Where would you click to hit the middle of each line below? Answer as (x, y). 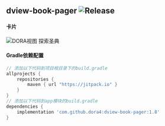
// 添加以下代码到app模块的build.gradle (52, 101)
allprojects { (24, 74)
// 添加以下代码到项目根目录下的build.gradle (57, 68)
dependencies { (25, 107)
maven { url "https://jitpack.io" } (72, 85)
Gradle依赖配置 (25, 55)
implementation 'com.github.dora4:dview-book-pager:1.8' (88, 112)
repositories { (35, 79)
